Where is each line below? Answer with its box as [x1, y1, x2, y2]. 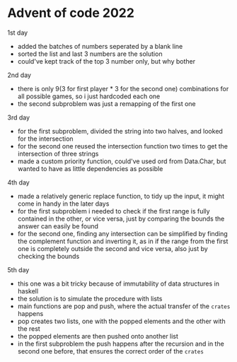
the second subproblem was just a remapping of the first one [17, 99, 196, 107]
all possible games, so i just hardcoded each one [17, 92, 161, 100]
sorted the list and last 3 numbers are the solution [17, 49, 163, 58]
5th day [7, 265, 30, 274]
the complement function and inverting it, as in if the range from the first [17, 237, 229, 245]
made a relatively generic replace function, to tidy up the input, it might [17, 192, 225, 200]
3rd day [7, 113, 30, 122]
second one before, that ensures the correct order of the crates [17, 346, 204, 355]
